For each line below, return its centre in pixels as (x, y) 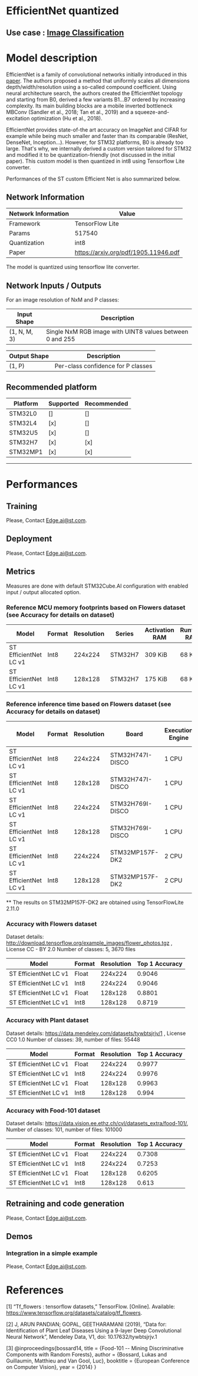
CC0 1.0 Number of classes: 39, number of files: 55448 (73, 1039)
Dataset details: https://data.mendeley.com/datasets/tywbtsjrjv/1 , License (96, 1033)
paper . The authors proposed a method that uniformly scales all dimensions (98, 80)
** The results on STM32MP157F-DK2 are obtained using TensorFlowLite (95, 902)
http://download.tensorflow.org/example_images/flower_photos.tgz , (89, 943)
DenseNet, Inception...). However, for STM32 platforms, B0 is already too (95, 142)
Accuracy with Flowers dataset (52, 924)
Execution (179, 730)
